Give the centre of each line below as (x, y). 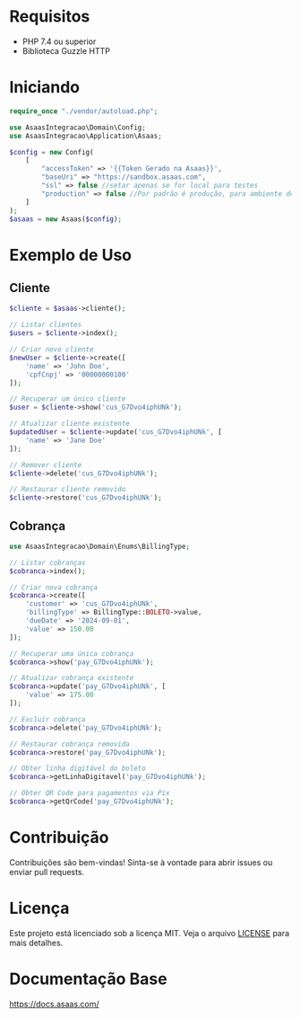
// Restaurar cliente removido (68, 490)
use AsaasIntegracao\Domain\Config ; (77, 128)
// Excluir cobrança (48, 719)
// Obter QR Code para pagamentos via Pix (90, 793)
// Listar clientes (46, 325)
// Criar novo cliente (52, 350)
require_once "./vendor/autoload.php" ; (84, 111)
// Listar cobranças (48, 562)
